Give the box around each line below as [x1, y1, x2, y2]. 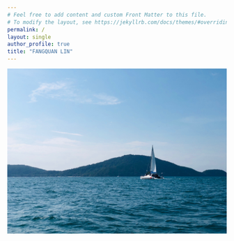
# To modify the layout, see [7, 18, 92, 26]
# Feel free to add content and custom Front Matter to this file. [7, 11, 208, 18]
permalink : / [7, 26, 45, 33]
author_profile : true [7, 41, 70, 48]
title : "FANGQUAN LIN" [7, 48, 73, 55]
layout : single [7, 34, 52, 41]
